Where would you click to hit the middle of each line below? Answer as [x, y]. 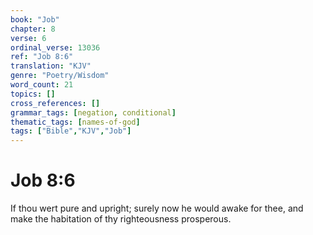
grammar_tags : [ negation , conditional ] [93, 112]
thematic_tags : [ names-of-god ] [75, 122]
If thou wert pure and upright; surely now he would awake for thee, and [157, 208]
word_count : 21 [42, 85]
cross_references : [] [55, 103]
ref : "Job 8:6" [42, 57]
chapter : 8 [33, 29]
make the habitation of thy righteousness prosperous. [121, 219]
